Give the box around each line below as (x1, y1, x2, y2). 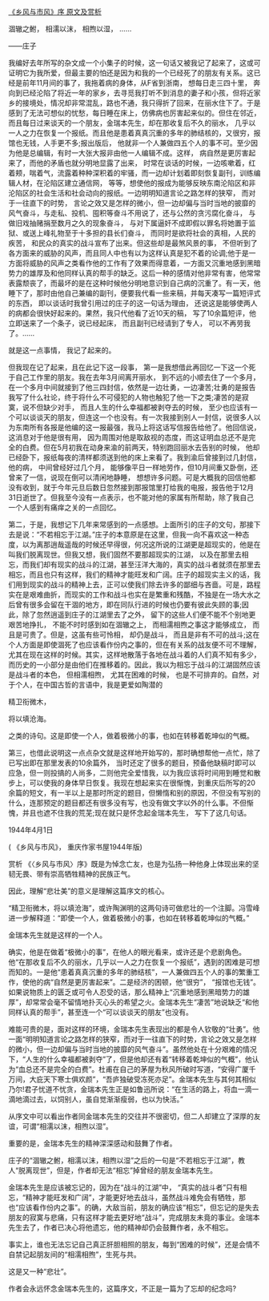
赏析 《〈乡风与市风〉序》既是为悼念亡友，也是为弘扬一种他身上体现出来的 (8, 860, 252, 868)
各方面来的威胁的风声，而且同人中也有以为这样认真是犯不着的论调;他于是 (8, 248, 250, 258)
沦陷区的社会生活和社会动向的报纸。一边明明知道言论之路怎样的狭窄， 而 (8, 188, 249, 198)
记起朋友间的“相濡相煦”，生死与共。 (22, 1250, 142, 1259)
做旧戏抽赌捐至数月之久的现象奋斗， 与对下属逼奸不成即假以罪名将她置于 (8, 219, 249, 228)
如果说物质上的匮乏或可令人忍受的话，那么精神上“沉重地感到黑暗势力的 (8, 988, 243, 997)
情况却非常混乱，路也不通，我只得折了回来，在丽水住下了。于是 (50, 99, 261, 107)
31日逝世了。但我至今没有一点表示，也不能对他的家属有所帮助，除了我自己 (8, 493, 255, 502)
